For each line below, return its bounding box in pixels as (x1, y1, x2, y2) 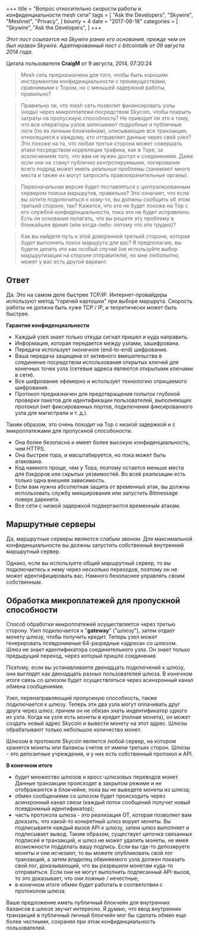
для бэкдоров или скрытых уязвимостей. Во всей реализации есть (14, 470, 186, 478)
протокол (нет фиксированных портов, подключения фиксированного (14, 402, 193, 410)
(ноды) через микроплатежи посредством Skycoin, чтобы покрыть (20, 109, 191, 115)
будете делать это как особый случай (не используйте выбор (20, 246, 178, 252)
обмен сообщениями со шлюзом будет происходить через (14, 792, 166, 799)
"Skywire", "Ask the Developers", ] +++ (6, 24, 102, 31)
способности (6, 605, 58, 615)
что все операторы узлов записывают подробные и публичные (20, 121, 182, 128)
